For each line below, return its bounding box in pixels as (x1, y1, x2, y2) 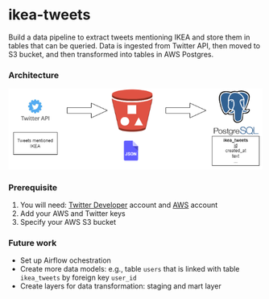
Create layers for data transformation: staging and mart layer (19, 281, 221, 291)
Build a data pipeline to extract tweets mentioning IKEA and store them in (8, 32, 250, 42)
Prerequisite (8, 181, 58, 193)
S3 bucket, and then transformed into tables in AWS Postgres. (8, 49, 214, 59)
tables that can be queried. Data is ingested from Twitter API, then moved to (8, 40, 260, 50)
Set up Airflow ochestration (19, 255, 111, 265)
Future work (8, 237, 57, 248)
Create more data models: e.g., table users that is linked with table (19, 264, 240, 274)
